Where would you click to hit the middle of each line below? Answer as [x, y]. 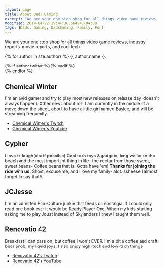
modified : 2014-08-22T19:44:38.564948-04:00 [51, 23]
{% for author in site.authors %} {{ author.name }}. [56, 56]
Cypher [17, 144]
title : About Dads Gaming [31, 14]
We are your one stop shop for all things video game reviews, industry [76, 42]
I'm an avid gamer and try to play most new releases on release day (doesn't [82, 98]
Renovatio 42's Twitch [34, 256]
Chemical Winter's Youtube [40, 128]
